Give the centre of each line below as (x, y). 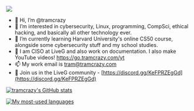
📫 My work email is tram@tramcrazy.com (66, 64)
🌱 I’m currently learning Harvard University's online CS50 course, (94, 39)
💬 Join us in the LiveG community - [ (59, 73)
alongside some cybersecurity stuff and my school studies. (86, 45)
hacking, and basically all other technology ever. (73, 33)
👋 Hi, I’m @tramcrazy (40, 20)
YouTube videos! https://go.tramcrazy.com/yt (69, 58)
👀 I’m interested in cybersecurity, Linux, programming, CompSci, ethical (101, 26)
